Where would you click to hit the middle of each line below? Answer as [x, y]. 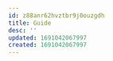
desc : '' [23, 30]
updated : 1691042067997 [48, 38]
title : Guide [30, 23]
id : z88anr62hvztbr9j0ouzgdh [56, 15]
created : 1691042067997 [48, 45]
